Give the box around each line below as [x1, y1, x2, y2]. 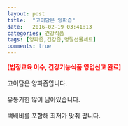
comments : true [7, 43, 52, 50]
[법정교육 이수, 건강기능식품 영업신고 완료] [7, 63, 121, 71]
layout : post [7, 10, 45, 17]
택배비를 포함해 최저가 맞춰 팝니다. [7, 111, 101, 120]
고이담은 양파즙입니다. [7, 79, 68, 87]
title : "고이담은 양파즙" [7, 17, 76, 24]
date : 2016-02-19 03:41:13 [7, 23, 92, 30]
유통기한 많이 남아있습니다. [7, 95, 80, 104]
